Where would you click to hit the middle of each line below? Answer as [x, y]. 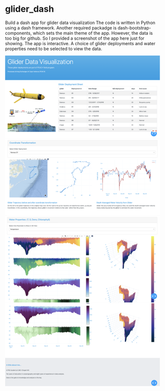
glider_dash [29, 9]
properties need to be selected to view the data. [54, 49]
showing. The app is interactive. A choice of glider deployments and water [80, 43]
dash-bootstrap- [134, 27]
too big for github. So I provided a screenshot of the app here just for [75, 38]
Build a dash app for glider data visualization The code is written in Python [80, 23]
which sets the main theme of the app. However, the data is [93, 33]
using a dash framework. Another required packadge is [61, 27]
